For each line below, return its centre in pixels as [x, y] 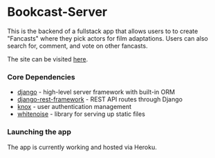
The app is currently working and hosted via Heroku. [82, 147]
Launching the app [39, 132]
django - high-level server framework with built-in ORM [96, 92]
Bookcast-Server [57, 12]
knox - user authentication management [74, 107]
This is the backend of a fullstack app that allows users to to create [103, 31]
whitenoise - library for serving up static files [81, 114]
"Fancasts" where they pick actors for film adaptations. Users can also [108, 38]
